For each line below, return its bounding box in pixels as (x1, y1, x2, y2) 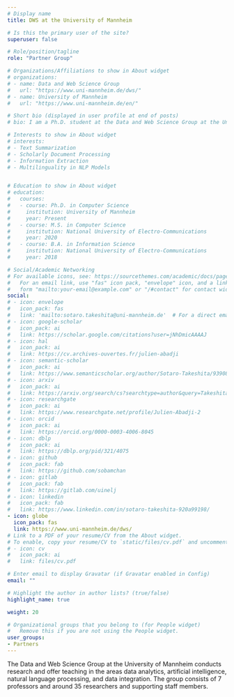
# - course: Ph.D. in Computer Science (7, 202, 130, 209)
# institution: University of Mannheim (7, 208, 136, 215)
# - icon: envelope (7, 299, 64, 306)
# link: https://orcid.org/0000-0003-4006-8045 (7, 428, 155, 436)
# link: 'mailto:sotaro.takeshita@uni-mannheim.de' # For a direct (7, 312, 217, 319)
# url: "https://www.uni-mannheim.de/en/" (7, 100, 139, 107)
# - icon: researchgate (7, 396, 77, 403)
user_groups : (7, 634, 45, 641)
